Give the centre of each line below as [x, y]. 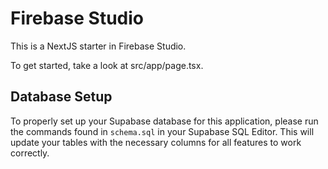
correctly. [30, 153]
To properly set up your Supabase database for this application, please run [164, 121]
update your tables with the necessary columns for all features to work [156, 142]
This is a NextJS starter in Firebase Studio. [98, 46]
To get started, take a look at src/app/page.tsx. [107, 65]
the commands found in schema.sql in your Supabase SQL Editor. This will [162, 131]
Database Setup [61, 97]
